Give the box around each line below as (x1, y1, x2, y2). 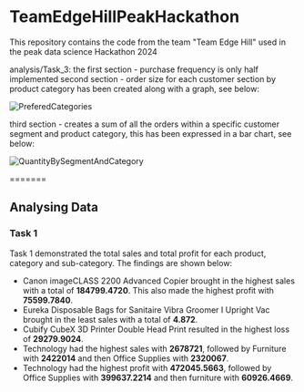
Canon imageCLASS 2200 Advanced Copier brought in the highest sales (22, 275, 296, 286)
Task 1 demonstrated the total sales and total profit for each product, (9, 248, 267, 259)
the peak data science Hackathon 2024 (9, 46, 157, 57)
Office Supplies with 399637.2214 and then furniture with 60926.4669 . (22, 372, 294, 383)
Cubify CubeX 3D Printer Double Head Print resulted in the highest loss (22, 324, 289, 335)
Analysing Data (9, 200, 98, 215)
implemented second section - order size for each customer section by (9, 73, 276, 84)
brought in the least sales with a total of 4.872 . (22, 314, 198, 325)
